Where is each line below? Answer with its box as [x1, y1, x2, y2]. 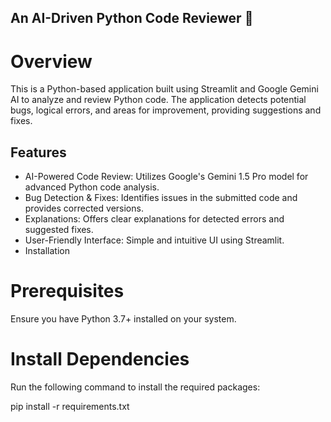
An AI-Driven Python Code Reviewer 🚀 [10, 10, 254, 27]
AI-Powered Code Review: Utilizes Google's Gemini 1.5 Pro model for [24, 171, 309, 183]
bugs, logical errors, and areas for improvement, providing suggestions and [10, 104, 322, 116]
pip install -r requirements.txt [10, 401, 130, 413]
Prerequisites [10, 280, 125, 303]
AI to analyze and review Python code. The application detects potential [10, 94, 307, 106]
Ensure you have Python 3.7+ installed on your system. [10, 313, 237, 325]
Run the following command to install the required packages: [10, 381, 261, 393]
